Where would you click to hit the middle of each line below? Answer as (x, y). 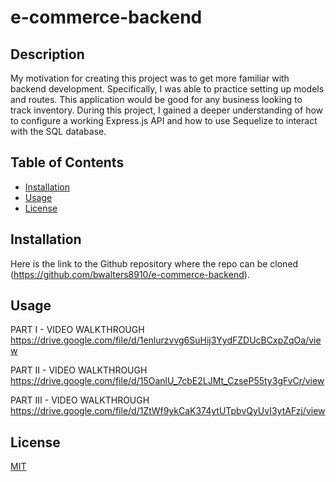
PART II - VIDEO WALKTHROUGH (79, 370)
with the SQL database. (58, 131)
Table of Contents (67, 162)
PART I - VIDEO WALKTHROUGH (77, 330)
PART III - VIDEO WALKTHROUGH (80, 400)
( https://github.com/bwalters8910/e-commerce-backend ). (130, 274)
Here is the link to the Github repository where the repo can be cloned (154, 263)
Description (47, 54)
